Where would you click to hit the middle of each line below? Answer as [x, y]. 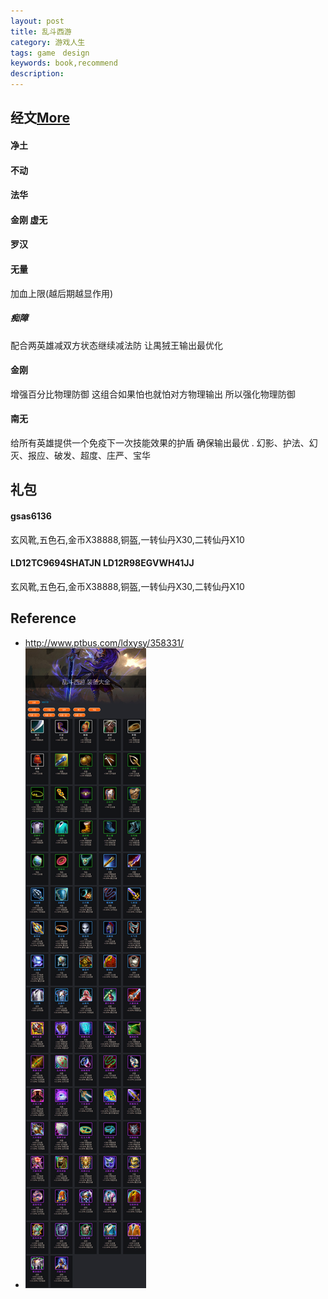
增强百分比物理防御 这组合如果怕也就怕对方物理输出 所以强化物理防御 [153, 394]
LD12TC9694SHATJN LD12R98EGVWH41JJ [102, 563]
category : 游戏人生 [48, 42]
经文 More [40, 118]
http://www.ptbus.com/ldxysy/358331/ [104, 642]
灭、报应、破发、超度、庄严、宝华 [80, 455]
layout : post [37, 21]
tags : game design [50, 53]
